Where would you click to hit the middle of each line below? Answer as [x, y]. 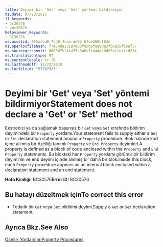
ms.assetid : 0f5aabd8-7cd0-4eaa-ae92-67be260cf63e [58, 42]
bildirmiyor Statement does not [69, 104]
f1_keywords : [18, 19]
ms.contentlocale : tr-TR [30, 60]
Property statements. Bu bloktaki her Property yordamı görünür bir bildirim [80, 154]
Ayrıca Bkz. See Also [37, 228]
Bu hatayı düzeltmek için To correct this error [74, 195]
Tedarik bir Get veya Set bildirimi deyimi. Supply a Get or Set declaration [84, 207]
